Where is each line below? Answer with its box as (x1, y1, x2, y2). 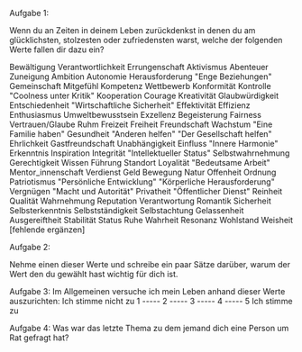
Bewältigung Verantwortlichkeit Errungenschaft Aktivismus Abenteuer (9, 62, 269, 72)
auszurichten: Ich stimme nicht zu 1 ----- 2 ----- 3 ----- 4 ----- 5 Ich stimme (9, 296, 293, 306)
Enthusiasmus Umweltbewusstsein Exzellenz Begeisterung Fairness (9, 110, 261, 120)
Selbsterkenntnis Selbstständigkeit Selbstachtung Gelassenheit (9, 205, 244, 215)
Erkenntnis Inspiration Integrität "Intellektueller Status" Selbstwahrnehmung (9, 148, 290, 158)
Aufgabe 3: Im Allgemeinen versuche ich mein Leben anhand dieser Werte (9, 286, 286, 296)
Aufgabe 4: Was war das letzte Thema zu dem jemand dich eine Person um (9, 323, 289, 333)
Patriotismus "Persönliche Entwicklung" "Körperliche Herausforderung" (9, 176, 275, 187)
